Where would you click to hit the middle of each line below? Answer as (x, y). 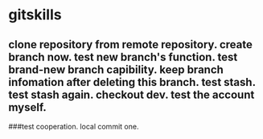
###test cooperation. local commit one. (74, 127)
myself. (27, 107)
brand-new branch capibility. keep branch (116, 69)
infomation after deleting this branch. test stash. (132, 82)
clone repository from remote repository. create (131, 45)
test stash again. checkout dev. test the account (131, 94)
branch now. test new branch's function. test (123, 57)
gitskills (35, 15)
